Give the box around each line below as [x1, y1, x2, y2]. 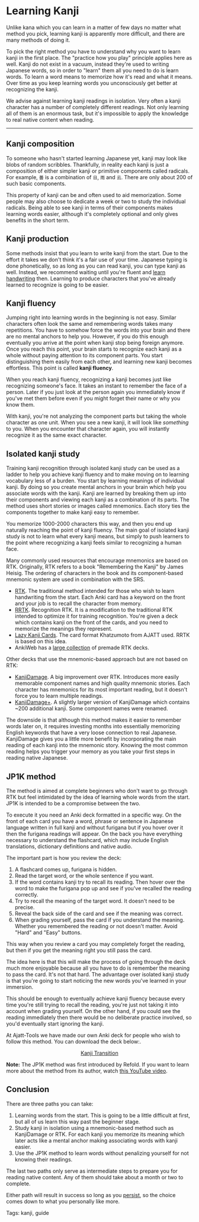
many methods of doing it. [6, 36, 70, 43]
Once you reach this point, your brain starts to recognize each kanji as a [6, 345, 182, 353]
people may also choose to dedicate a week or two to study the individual [6, 198, 186, 205]
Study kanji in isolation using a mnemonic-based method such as [14, 1124, 174, 1131]
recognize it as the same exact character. [6, 431, 107, 439]
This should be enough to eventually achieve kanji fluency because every [6, 995, 185, 1002]
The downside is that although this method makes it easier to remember [6, 716, 182, 723]
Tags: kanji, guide [6, 1209, 49, 1216]
